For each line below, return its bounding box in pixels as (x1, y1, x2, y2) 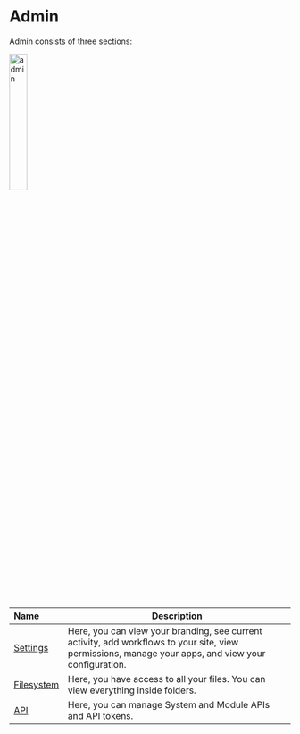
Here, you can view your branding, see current (67, 624, 262, 637)
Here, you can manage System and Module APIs (67, 698, 271, 711)
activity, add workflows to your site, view (67, 636, 239, 648)
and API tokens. (67, 709, 134, 721)
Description (151, 610, 203, 622)
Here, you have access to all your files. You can (67, 672, 266, 685)
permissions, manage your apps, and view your (67, 646, 266, 659)
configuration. (67, 658, 127, 671)
